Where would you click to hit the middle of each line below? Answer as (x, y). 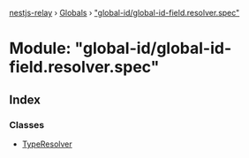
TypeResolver (47, 144)
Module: (40, 49)
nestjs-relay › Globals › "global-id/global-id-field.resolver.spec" (124, 13)
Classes (27, 124)
